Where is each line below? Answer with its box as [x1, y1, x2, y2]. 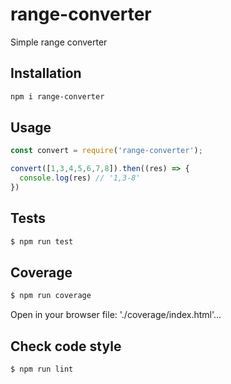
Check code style [10, 338, 122, 355]
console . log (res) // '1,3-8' [19, 173, 141, 183]
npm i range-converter [10, 91, 105, 102]
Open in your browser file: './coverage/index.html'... [10, 309, 222, 321]
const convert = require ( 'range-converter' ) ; [10, 146, 203, 156]
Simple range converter [10, 36, 108, 48]
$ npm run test [10, 236, 74, 247]
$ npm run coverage [10, 291, 92, 301]
